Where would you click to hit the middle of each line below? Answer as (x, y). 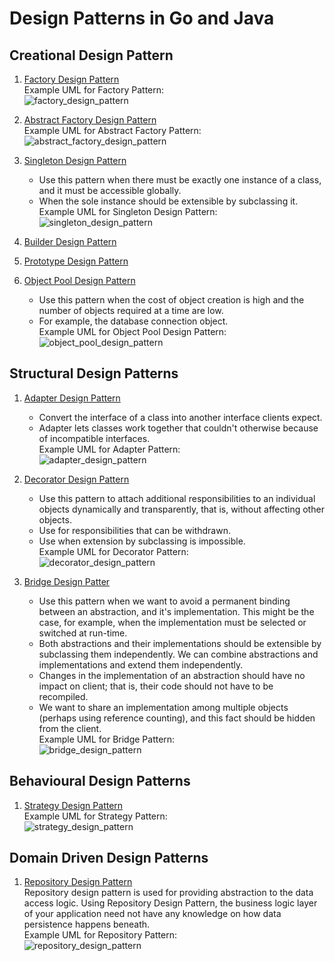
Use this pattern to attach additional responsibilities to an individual (177, 498)
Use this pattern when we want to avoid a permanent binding (164, 601)
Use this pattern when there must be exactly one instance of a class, (180, 180)
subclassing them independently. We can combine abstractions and (178, 654)
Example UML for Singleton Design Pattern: (128, 211)
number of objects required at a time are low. (131, 310)
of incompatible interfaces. (94, 438)
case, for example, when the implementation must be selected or (172, 622)
